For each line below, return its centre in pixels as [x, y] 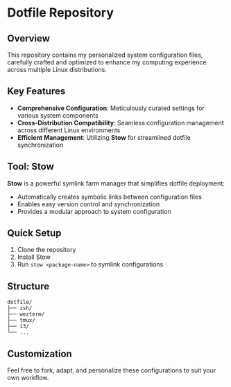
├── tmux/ [22, 321]
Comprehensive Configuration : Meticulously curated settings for [111, 108]
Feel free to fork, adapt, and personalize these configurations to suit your [112, 370]
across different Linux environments [69, 130]
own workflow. [28, 378]
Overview [29, 38]
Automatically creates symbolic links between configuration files [110, 197]
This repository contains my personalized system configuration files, [105, 55]
